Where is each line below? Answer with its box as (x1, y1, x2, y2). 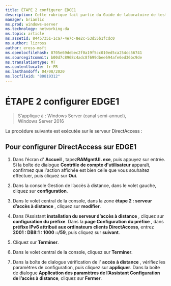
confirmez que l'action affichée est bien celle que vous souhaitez (12, 167, 150, 173)
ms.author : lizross (5, 41, 47, 46)
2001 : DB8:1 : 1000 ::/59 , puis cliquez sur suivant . (12, 229, 120, 235)
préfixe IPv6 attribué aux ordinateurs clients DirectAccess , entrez (12, 224, 154, 230)
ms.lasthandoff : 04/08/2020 (5, 69, 65, 74)
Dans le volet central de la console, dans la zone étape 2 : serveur (12, 197, 153, 204)
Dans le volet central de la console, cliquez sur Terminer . (12, 249, 133, 255)
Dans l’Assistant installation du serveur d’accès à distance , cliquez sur (12, 213, 164, 219)
